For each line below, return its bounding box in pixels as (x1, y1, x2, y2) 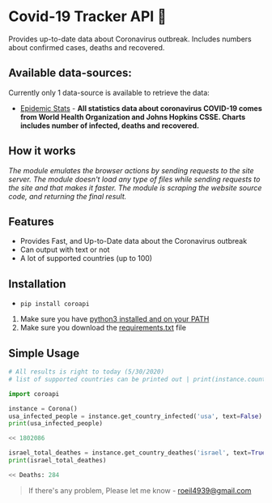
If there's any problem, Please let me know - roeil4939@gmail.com (28, 485, 252, 495)
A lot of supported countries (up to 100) (19, 254, 152, 263)
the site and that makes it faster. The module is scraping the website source (8, 182, 262, 193)
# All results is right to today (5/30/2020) (8, 368, 164, 376)
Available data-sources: (8, 66, 132, 80)
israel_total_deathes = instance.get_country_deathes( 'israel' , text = (8, 449, 252, 457)
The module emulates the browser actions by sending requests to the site (8, 165, 254, 175)
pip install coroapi (19, 300, 90, 309)
